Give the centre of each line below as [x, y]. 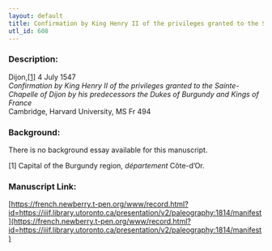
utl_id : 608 [28, 31]
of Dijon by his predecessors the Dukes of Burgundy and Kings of [149, 94]
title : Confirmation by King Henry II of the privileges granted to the [134, 23]
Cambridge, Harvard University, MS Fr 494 [80, 111]
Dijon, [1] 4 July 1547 [42, 77]
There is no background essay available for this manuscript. [108, 150]
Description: [33, 59]
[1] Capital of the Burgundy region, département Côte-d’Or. [106, 165]
